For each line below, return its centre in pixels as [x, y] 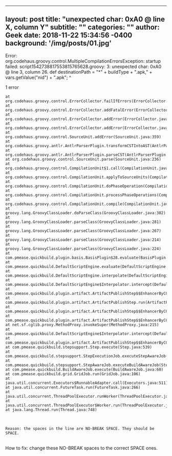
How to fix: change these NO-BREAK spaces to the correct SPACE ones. [81, 448]
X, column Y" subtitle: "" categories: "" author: [82, 27]
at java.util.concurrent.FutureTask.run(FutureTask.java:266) [73, 387]
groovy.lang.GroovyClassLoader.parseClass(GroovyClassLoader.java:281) [83, 222]
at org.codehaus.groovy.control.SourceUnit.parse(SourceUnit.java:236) [83, 159]
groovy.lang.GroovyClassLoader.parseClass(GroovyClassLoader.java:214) [83, 240]
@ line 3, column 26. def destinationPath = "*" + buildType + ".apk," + [79, 72]
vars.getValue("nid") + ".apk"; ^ [38, 77]
